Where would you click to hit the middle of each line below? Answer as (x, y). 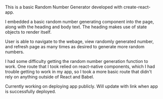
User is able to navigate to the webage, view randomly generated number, (80, 41)
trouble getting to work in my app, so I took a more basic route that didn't (79, 72)
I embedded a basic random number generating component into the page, (80, 22)
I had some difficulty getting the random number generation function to (77, 61)
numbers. (15, 52)
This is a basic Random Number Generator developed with (64, 7)
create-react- (137, 7)
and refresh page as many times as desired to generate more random (75, 47)
